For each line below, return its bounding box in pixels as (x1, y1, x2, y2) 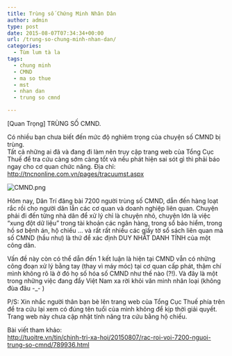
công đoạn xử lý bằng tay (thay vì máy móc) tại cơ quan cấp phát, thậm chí (7, 262, 222, 270)
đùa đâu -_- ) (7, 284, 45, 292)
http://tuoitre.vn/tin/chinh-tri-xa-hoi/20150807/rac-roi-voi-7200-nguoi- (7, 333, 211, 341)
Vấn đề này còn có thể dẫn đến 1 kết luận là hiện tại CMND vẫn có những (7, 254, 216, 263)
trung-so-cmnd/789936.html (7, 341, 90, 348)
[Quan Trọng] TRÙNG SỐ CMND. (7, 120, 101, 127)
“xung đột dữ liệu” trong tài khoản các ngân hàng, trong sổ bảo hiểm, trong (7, 219, 222, 227)
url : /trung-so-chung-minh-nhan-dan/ (7, 36, 117, 43)
